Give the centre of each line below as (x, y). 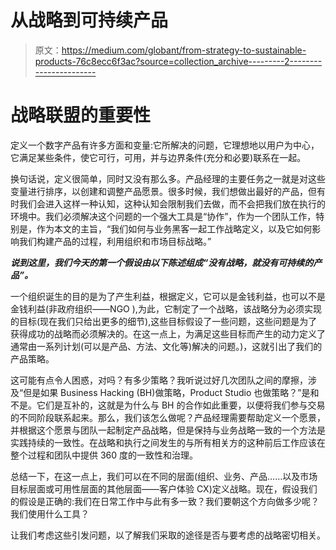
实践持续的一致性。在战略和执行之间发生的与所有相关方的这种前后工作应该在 (168, 442)
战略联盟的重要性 (81, 115)
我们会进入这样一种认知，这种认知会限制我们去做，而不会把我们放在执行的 (172, 203)
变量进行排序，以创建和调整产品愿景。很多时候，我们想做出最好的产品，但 (163, 191)
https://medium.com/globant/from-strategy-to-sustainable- (184, 50)
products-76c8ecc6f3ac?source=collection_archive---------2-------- (178, 61)
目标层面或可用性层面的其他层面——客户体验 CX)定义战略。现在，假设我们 (164, 488)
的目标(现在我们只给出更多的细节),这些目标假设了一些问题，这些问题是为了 (164, 321)
